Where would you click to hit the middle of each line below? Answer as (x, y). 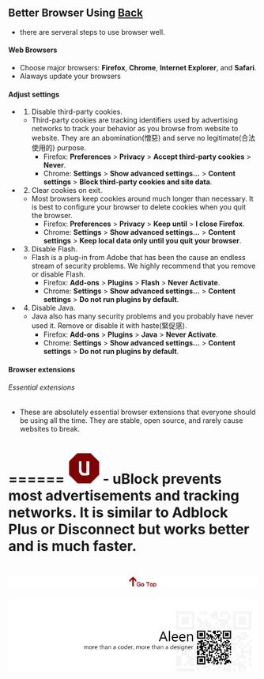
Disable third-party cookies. (77, 112)
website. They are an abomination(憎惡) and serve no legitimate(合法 (143, 138)
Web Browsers (33, 50)
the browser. (52, 216)
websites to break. (50, 429)
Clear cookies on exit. (67, 190)
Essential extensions (41, 387)
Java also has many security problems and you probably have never (143, 316)
